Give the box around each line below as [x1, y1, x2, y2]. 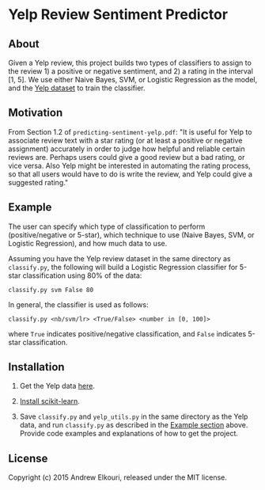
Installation [8, 360, 65, 374]
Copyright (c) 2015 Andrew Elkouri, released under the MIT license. [8, 473, 228, 482]
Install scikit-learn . [19, 397, 81, 406]
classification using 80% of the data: [22, 271, 142, 280]
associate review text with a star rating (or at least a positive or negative [8, 135, 243, 145]
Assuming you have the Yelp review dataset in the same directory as [8, 253, 231, 263]
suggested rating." [8, 177, 69, 187]
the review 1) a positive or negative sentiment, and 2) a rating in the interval [8, 66, 253, 76]
